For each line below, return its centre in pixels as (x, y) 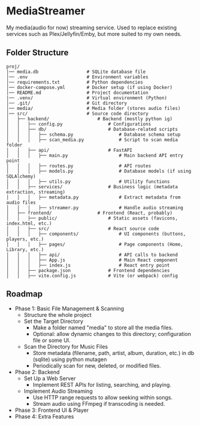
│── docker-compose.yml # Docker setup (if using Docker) (89, 87)
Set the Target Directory (54, 321)
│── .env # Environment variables (77, 77)
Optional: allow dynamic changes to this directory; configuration (112, 334)
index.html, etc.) (29, 223)
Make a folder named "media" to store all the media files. (103, 328)
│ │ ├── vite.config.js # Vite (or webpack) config (92, 276)
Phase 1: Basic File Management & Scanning (69, 308)
